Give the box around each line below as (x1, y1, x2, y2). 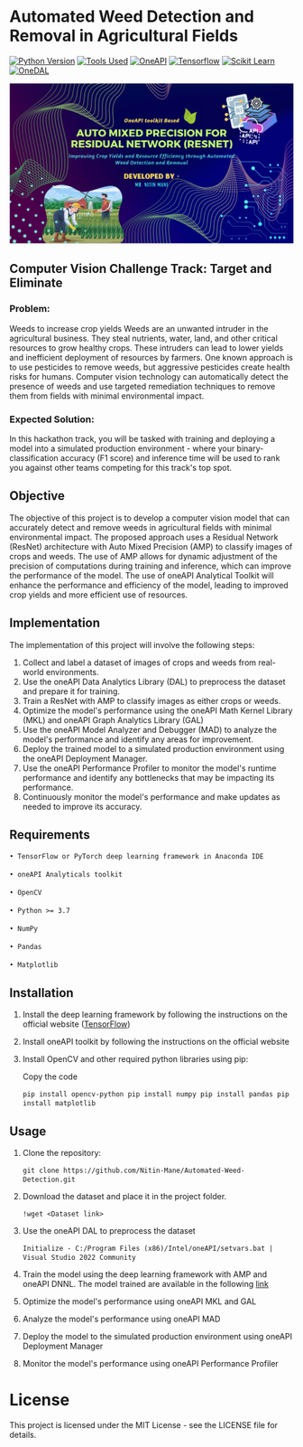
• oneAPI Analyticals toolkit (9, 870, 124, 879)
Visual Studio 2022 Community (22, 1253, 137, 1262)
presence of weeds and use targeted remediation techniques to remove (9, 381, 276, 391)
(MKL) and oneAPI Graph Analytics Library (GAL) (22, 714, 205, 725)
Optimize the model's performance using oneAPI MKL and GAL (22, 1295, 257, 1307)
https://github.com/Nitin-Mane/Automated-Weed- (62, 1166, 245, 1175)
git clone (22, 1166, 60, 1175)
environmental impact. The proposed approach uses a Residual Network (9, 531, 279, 542)
